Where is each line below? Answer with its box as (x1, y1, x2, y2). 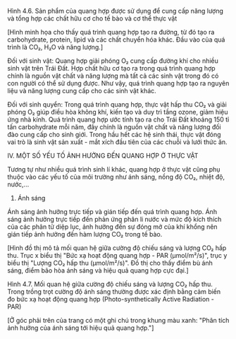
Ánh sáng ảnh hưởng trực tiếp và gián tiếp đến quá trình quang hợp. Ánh (7, 208, 217, 215)
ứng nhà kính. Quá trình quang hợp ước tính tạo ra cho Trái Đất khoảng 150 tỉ (7, 115, 230, 124)
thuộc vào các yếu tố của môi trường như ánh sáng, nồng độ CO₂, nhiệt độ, (7, 173, 225, 181)
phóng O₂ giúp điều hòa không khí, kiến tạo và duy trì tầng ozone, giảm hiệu (7, 108, 228, 116)
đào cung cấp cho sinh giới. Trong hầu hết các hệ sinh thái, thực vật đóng (7, 131, 221, 138)
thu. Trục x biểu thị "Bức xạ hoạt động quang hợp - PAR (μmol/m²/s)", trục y (7, 251, 228, 259)
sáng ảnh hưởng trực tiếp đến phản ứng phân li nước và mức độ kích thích (7, 215, 222, 223)
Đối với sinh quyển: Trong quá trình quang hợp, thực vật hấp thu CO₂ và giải (7, 100, 227, 109)
